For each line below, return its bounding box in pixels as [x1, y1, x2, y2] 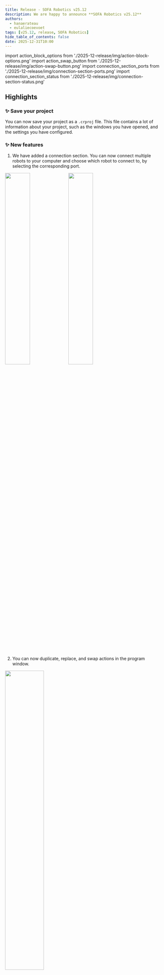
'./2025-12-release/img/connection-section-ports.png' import [5, 68, 130, 74]
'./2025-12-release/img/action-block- [74, 53, 150, 58]
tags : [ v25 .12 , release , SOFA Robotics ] [5, 30, 89, 35]
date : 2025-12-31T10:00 [5, 39, 54, 44]
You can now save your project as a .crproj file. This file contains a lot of [5, 119, 154, 125]
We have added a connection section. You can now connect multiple [12, 153, 151, 159]
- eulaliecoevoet [9, 26, 45, 30]
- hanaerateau [9, 21, 38, 26]
